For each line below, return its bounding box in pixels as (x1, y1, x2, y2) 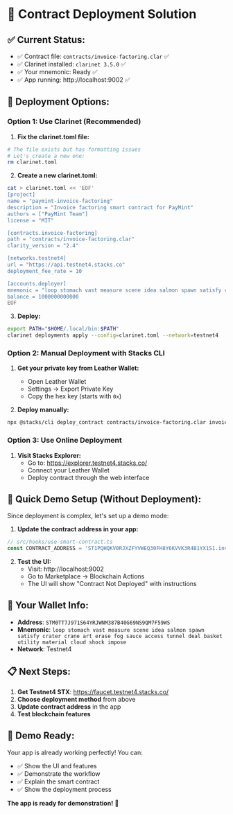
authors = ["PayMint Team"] (7, 211, 89, 218)
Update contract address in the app (17, 702, 121, 711)
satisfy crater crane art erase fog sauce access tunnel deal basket (17, 632, 223, 639)
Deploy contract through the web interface (27, 473, 150, 481)
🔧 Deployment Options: (7, 96, 110, 108)
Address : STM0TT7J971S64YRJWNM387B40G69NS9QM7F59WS (17, 618, 171, 626)
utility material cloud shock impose (17, 639, 127, 646)
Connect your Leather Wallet (27, 466, 110, 474)
